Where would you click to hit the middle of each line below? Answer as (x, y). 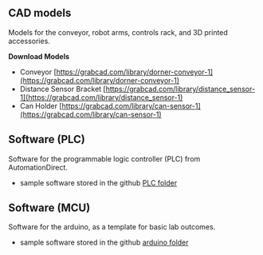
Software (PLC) (47, 139)
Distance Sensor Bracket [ (63, 89)
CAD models (40, 13)
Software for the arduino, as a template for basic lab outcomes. (112, 227)
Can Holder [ (41, 106)
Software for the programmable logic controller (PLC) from (104, 158)
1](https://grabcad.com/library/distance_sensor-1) (101, 97)
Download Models (39, 56)
